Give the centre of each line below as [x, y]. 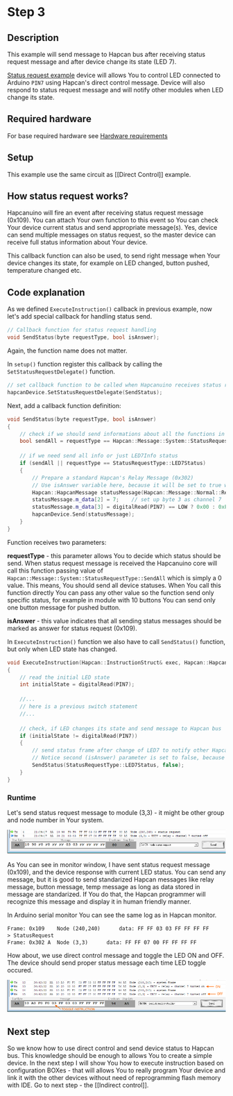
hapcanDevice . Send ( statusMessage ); [84, 514]
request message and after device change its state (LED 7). [92, 62]
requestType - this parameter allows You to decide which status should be [114, 555]
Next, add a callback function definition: [64, 405]
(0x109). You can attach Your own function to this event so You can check [113, 220]
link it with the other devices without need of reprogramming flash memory [114, 1077]
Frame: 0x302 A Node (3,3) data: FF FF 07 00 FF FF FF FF [102, 942]
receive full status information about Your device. [77, 242]
